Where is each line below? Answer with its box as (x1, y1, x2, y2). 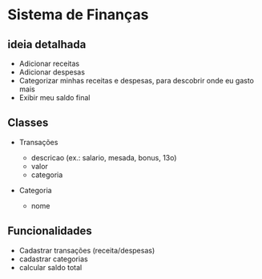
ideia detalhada (7, 38, 87, 51)
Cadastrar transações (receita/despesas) (18, 245, 155, 255)
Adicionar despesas (18, 67, 86, 77)
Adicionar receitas (18, 59, 80, 68)
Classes (7, 116, 49, 130)
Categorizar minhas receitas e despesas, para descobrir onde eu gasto (18, 76, 254, 85)
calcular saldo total (18, 262, 83, 272)
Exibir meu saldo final (18, 93, 91, 102)
